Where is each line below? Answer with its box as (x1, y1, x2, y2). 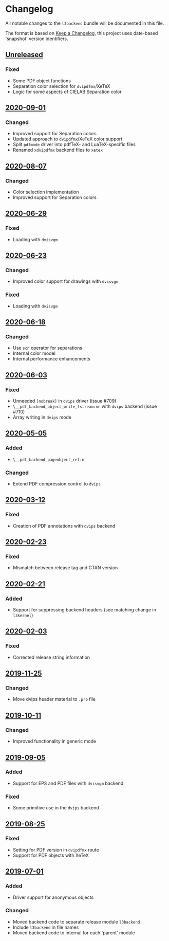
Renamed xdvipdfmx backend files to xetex (12, 147, 103, 153)
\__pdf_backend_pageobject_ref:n (12, 457, 85, 462)
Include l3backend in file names (12, 924, 79, 930)
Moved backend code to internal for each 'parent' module (12, 929, 135, 936)
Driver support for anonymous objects (12, 894, 94, 900)
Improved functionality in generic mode (12, 738, 97, 745)
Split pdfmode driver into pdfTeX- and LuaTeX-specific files (12, 141, 136, 148)
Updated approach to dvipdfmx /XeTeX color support (12, 136, 123, 142)
